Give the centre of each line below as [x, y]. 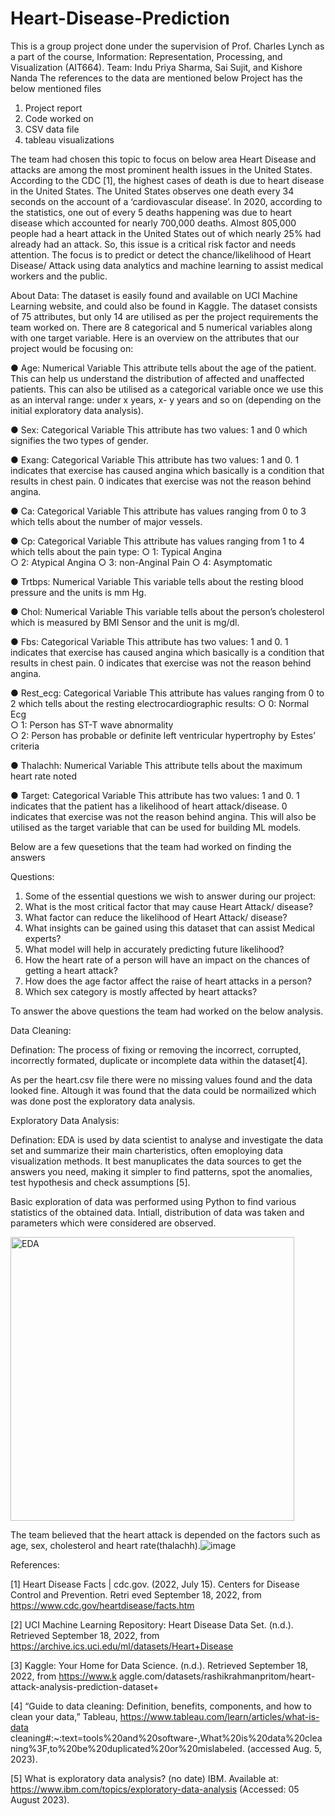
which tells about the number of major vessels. [106, 521]
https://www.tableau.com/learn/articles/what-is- [219, 1716]
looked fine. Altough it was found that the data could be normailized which [163, 1090]
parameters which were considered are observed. [113, 1223]
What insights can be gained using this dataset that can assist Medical [169, 928]
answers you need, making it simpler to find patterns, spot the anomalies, [161, 1171]
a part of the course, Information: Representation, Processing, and [146, 56]
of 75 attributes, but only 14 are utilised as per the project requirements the [164, 316]
